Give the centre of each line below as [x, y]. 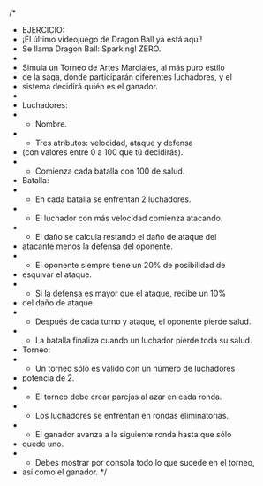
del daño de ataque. [58, 303]
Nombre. [51, 124]
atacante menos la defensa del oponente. [98, 246]
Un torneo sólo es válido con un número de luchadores [135, 368]
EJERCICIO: [43, 30]
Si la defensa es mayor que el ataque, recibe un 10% [131, 293]
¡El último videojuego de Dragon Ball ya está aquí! [112, 39]
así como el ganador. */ [64, 472]
